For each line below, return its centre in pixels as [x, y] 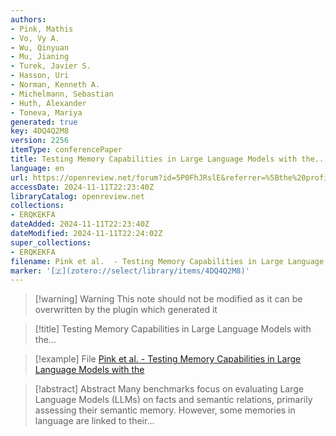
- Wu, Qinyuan [40, 47]
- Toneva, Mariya [46, 112]
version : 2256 [40, 141]
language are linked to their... [94, 421]
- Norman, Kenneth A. [55, 85]
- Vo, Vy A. [35, 38]
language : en [37, 168]
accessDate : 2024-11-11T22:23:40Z [82, 187]
